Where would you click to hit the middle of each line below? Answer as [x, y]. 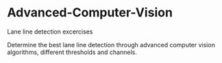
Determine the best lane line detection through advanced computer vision [111, 45]
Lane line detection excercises [50, 32]
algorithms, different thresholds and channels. [72, 52]
